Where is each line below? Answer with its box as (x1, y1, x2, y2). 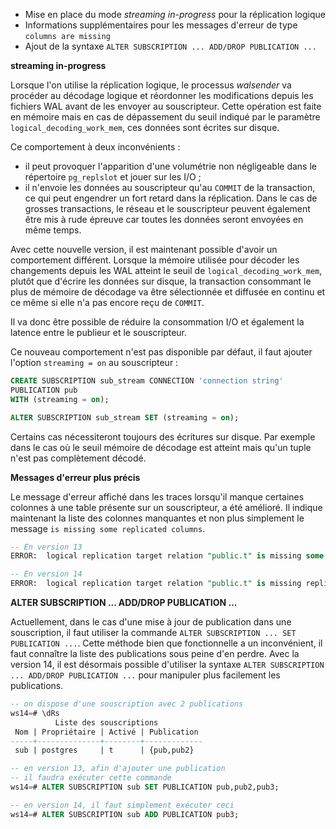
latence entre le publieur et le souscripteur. (10, 327, 188, 338)
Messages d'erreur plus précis (10, 471, 141, 483)
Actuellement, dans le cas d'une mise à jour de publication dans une (10, 616, 292, 628)
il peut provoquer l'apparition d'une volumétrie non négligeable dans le (24, 160, 318, 172)
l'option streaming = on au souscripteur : (10, 357, 179, 368)
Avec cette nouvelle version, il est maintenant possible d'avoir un (10, 244, 278, 255)
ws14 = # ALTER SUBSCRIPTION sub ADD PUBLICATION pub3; (10, 809, 240, 819)
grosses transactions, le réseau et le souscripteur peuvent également (24, 203, 311, 214)
